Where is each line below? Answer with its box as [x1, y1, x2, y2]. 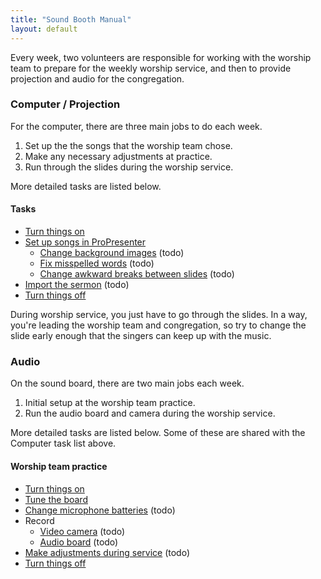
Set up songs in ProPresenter [24, 236, 147, 248]
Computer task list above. [10, 437, 117, 450]
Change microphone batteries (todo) [24, 504, 176, 516]
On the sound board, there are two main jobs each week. [10, 377, 245, 390]
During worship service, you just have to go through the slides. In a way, [10, 309, 308, 320]
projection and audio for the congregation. [10, 72, 185, 85]
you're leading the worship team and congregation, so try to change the [10, 319, 307, 331]
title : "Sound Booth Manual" [10, 14, 132, 25]
